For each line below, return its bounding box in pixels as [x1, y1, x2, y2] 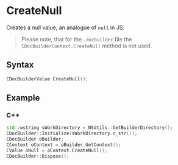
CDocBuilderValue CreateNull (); [6, 75, 88, 82]
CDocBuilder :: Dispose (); [6, 153, 69, 159]
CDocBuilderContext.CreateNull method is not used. [21, 42, 152, 49]
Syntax [6, 60, 34, 70]
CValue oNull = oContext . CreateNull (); [6, 147, 108, 153]
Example [6, 93, 40, 104]
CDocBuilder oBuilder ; [6, 136, 64, 142]
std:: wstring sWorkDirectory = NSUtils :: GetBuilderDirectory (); [6, 125, 173, 131]
